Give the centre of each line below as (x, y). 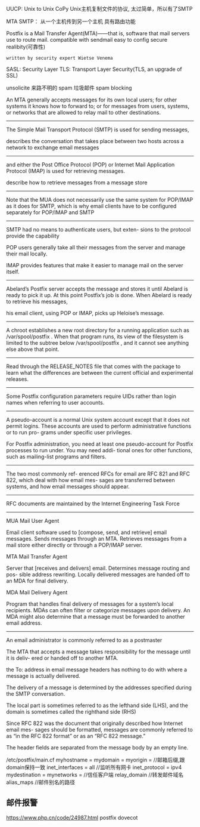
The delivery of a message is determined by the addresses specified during (99, 687)
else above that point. (33, 349)
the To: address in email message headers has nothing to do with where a (97, 669)
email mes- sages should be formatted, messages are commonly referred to (100, 729)
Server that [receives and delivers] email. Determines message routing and (98, 568)
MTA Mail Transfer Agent (37, 556)
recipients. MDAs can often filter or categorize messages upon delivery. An (98, 610)
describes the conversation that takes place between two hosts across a (95, 141)
